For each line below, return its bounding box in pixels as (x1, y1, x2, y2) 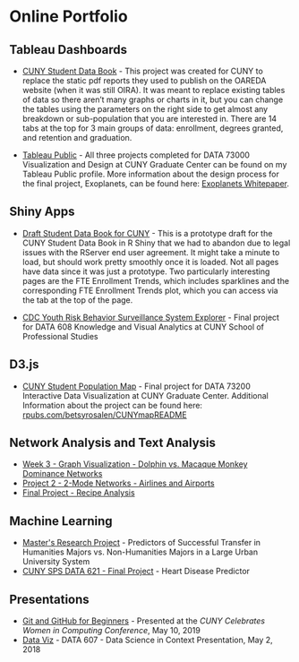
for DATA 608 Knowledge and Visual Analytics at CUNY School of (21, 321, 265, 332)
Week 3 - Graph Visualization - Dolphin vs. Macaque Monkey (21, 459, 248, 469)
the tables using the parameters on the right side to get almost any (21, 104, 269, 114)
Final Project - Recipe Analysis (21, 487, 136, 498)
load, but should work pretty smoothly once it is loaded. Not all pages (21, 256, 279, 267)
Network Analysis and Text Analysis (9, 435, 217, 451)
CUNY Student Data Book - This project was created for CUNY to (21, 65, 264, 76)
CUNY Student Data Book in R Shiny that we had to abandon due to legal (21, 237, 291, 248)
